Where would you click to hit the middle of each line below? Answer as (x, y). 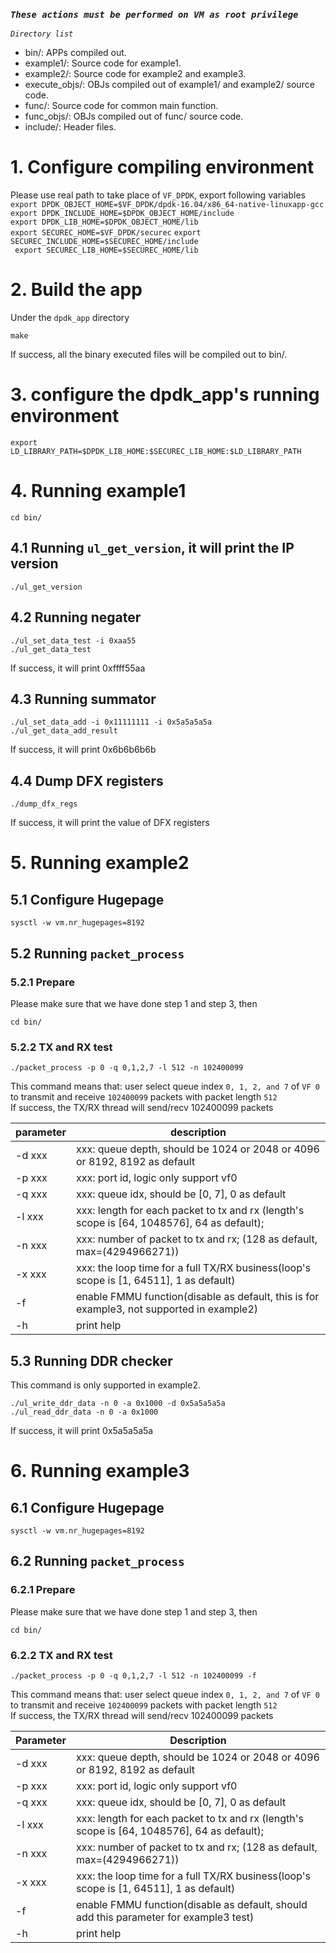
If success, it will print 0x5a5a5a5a (82, 1431)
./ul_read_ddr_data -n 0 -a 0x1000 (84, 1412)
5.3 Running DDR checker (91, 1360)
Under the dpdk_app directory (70, 318)
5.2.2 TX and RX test (61, 1047)
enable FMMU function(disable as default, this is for (198, 1297)
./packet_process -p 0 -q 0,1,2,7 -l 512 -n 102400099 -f (133, 1676)
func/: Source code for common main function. (121, 106)
